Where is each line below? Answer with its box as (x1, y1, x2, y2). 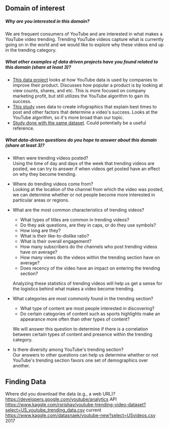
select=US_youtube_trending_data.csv (5, 407, 85, 413)
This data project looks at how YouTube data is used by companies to (12, 77, 158, 83)
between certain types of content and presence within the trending (12, 331, 153, 337)
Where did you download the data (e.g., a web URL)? (5, 391, 115, 397)
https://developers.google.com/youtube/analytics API (5, 396, 117, 402)
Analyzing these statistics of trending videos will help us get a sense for (12, 281, 163, 287)
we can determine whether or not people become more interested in (12, 192, 155, 198)
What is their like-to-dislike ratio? (20, 233, 90, 239)
